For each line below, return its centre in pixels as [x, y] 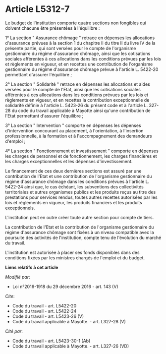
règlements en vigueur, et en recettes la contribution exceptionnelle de [77, 100]
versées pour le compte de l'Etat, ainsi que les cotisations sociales [73, 89]
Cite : [10, 296]
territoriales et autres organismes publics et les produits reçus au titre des [81, 192]
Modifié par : [18, 277]
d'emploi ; [15, 141]
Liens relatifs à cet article [32, 267]
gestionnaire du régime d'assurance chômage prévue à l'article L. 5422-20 [82, 69]
